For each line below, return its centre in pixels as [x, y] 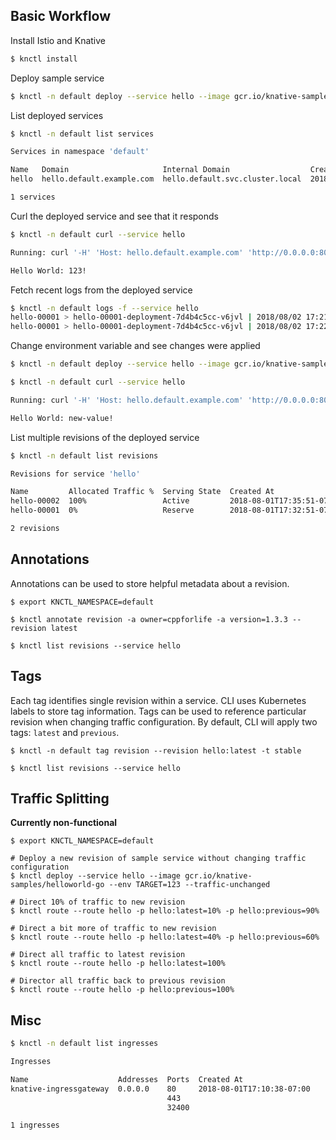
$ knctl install [44, 59]
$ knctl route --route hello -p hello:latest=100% [118, 964]
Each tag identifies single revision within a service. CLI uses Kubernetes [158, 700]
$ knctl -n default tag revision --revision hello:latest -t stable [156, 750]
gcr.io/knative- [218, 876]
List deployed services [57, 115]
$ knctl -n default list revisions [84, 455]
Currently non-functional [64, 823]
